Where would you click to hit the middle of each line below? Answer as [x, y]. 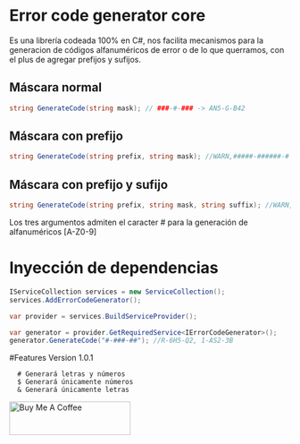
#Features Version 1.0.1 [51, 358]
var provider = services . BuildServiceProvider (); [104, 316]
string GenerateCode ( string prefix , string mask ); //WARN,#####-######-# [150, 157]
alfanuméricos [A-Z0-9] [53, 232]
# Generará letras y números [71, 374]
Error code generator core [108, 16]
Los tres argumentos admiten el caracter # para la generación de [129, 222]
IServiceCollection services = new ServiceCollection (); [117, 292]
